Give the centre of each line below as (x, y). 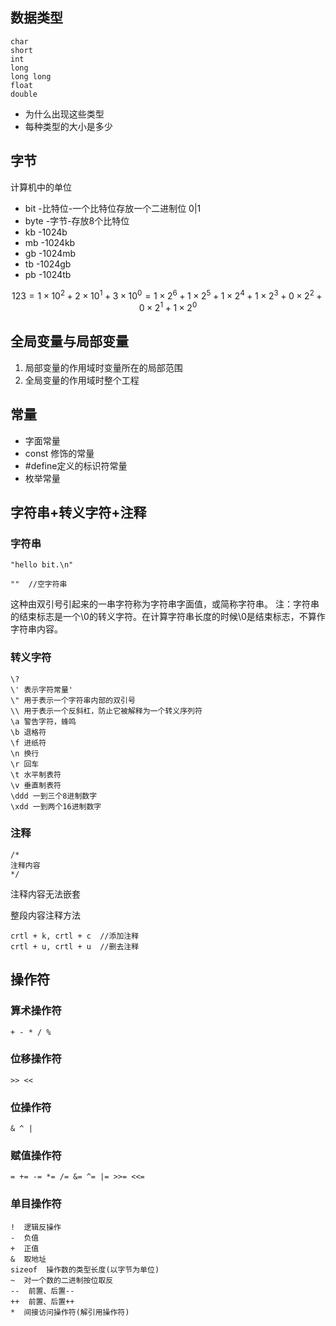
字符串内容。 (36, 629)
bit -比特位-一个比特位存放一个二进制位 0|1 (113, 208)
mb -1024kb (50, 242)
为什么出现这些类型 (64, 114)
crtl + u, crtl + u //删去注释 (75, 946)
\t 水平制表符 (36, 774)
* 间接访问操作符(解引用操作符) (70, 1312)
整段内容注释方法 (45, 915)
